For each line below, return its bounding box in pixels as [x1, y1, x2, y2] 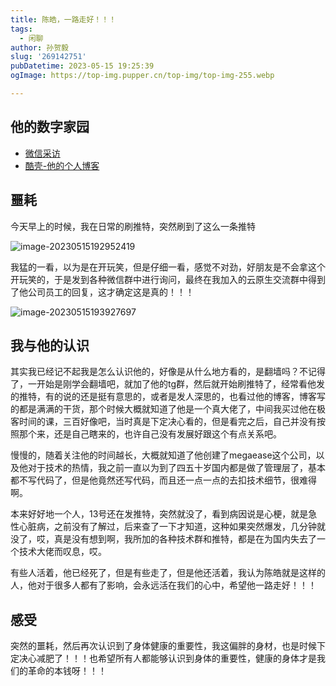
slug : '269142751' [10, 52, 87, 62]
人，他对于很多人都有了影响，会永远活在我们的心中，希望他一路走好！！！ [10, 579, 317, 591]
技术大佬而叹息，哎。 [18, 546, 107, 558]
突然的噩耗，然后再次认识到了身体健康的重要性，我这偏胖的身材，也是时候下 [10, 640, 326, 652]
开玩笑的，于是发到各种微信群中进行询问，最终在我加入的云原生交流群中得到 [10, 273, 326, 285]
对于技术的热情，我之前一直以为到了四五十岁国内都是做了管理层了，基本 [27, 462, 326, 474]
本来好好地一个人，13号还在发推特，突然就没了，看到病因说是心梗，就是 [10, 508, 309, 520]
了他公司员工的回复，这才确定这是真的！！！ [10, 286, 195, 298]
